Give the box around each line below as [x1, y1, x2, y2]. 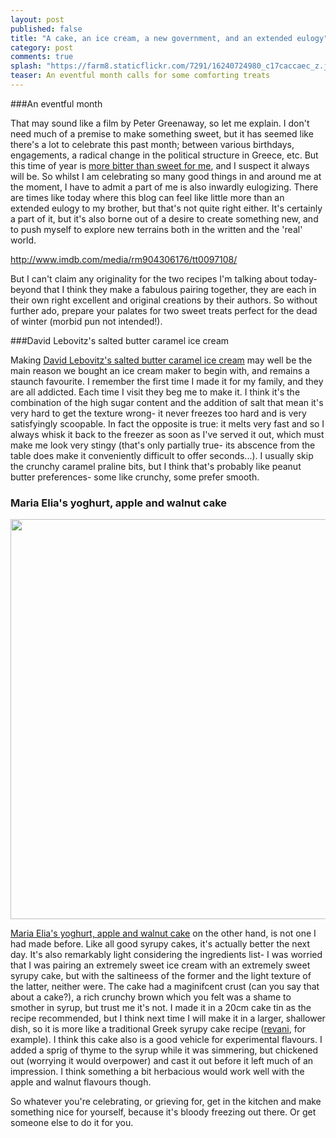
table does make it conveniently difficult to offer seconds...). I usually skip [10, 449, 314, 461]
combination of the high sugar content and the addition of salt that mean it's [10, 396, 324, 408]
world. [10, 234, 37, 246]
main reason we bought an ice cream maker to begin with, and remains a [10, 364, 310, 376]
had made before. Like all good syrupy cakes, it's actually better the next [10, 938, 310, 950]
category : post [10, 42, 74, 53]
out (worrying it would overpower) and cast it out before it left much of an [10, 1055, 314, 1067]
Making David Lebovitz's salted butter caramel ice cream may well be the [10, 354, 313, 366]
